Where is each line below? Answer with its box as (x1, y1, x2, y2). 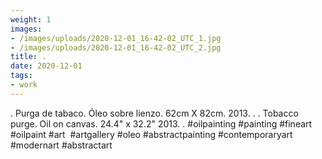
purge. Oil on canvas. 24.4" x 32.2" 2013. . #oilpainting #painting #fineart (10, 117, 313, 130)
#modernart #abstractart (10, 139, 113, 151)
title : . (10, 52, 47, 62)
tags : (10, 71, 33, 81)
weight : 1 (10, 14, 52, 25)
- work (10, 80, 38, 90)
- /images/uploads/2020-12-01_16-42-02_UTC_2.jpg (10, 42, 222, 53)
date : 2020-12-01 (10, 61, 83, 71)
